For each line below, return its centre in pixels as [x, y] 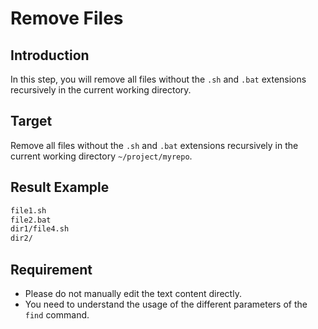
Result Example [60, 187]
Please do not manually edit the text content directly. [133, 293]
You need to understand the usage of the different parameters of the [166, 304]
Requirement [51, 269]
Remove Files [67, 18]
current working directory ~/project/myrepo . [101, 156]
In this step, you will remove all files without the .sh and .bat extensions [158, 79]
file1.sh [28, 210]
